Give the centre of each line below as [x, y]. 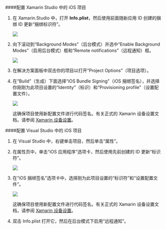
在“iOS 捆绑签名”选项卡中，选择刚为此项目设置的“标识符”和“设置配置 [83, 178]
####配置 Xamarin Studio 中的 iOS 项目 [46, 7]
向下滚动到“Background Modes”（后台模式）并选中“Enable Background [86, 44]
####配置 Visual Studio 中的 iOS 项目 [43, 130]
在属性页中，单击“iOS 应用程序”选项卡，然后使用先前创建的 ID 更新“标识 [86, 152]
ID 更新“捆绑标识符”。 [40, 24]
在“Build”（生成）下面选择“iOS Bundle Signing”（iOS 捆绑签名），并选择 [86, 81]
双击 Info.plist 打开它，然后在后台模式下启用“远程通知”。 [70, 221]
